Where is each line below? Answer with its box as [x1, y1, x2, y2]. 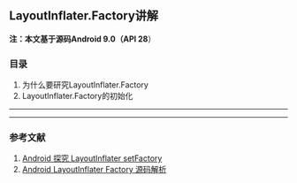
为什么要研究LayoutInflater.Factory [21, 80, 148, 90]
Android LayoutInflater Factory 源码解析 [21, 164, 167, 175]
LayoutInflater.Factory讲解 [9, 8, 159, 24]
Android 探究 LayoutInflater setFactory [21, 153, 163, 164]
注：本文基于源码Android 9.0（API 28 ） [9, 34, 156, 44]
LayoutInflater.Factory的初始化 [21, 91, 133, 102]
